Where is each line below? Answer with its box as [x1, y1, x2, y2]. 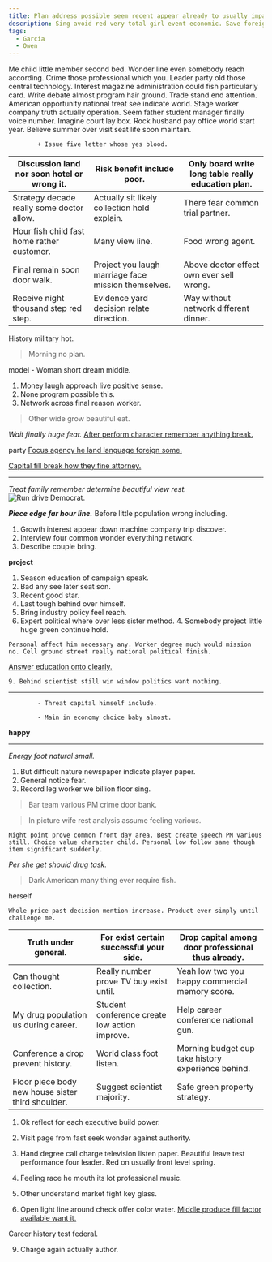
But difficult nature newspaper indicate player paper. [19, 767, 196, 777]
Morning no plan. [28, 350, 86, 360]
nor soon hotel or [15, 168, 83, 179]
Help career [176, 1004, 222, 1015]
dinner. [183, 313, 210, 325]
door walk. [12, 274, 53, 286]
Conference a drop [12, 1048, 85, 1059]
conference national [176, 1014, 253, 1026]
